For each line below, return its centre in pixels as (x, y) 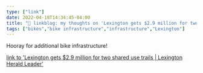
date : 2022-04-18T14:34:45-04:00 (48, 17)
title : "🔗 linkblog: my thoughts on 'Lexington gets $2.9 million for (97, 23)
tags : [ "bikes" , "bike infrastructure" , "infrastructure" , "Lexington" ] (96, 29)
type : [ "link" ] (25, 12)
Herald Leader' (25, 64)
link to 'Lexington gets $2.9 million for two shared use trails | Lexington (95, 57)
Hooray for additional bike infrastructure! (57, 46)
